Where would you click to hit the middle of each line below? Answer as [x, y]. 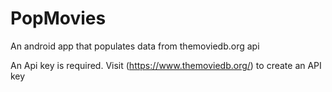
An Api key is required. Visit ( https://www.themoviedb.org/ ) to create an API [166, 65]
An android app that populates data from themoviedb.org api [135, 46]
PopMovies [58, 18]
